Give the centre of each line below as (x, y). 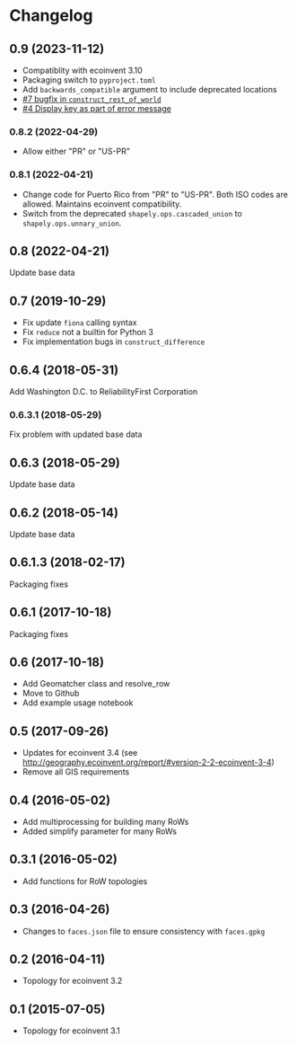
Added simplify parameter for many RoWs (100, 831)
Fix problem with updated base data (76, 434)
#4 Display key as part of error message (97, 108)
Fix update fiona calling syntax (79, 323)
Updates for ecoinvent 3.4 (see (80, 753)
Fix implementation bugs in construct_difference (114, 341)
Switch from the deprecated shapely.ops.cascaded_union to (132, 213)
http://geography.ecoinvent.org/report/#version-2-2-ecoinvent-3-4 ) (148, 762)
